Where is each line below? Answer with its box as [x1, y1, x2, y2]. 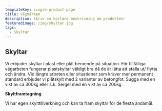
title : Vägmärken [5, 12, 40, 17]
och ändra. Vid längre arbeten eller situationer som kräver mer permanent [5, 71, 153, 77]
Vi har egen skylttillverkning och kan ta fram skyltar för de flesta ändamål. [5, 100, 154, 106]
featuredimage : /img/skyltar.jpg [5, 20, 73, 26]
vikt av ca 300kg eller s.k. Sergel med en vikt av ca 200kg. [5, 81, 123, 87]
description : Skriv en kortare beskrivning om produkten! [5, 16, 125, 21]
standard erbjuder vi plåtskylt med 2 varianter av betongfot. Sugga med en [5, 76, 155, 82]
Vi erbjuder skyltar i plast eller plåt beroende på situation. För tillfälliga [5, 60, 146, 66]
